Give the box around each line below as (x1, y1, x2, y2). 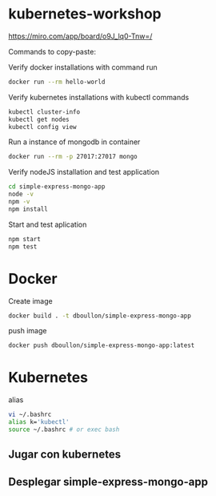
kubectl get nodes (8, 115, 70, 123)
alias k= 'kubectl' (8, 418, 70, 426)
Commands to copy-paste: (8, 46, 96, 56)
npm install (8, 205, 48, 213)
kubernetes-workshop (8, 5, 162, 23)
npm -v (8, 198, 30, 206)
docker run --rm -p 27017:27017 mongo (8, 153, 138, 161)
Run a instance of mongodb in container (8, 137, 141, 147)
